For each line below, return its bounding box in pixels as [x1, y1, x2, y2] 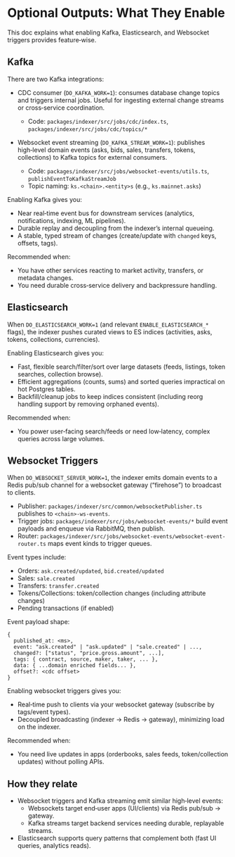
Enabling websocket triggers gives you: [7, 687, 121, 695]
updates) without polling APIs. [17, 758, 105, 766]
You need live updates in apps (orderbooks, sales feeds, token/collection [17, 750, 229, 758]
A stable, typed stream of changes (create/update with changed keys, [17, 231, 217, 240]
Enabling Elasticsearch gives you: [7, 348, 104, 357]
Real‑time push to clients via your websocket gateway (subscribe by [17, 700, 215, 709]
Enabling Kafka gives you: [7, 195, 82, 203]
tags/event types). [17, 708, 71, 716]
